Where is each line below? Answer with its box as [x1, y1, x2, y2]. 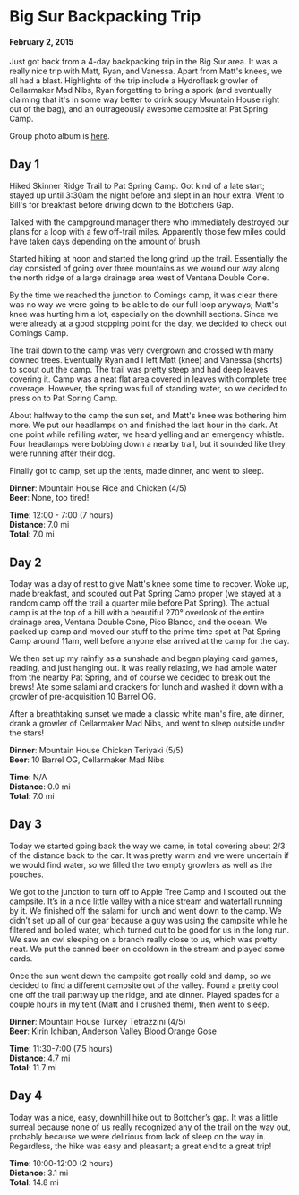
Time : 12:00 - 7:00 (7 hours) [9, 510, 114, 520]
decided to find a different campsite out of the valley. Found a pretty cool [9, 979, 279, 991]
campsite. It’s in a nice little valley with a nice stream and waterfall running [9, 896, 283, 907]
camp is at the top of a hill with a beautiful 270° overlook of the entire [9, 607, 265, 618]
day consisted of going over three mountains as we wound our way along [9, 262, 280, 274]
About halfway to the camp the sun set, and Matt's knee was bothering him [9, 410, 286, 421]
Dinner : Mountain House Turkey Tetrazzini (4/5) [9, 1016, 186, 1027]
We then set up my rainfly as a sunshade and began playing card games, [9, 653, 278, 664]
